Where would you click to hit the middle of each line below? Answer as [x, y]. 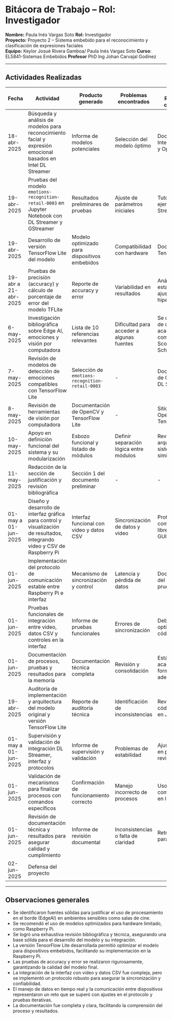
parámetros [129, 204]
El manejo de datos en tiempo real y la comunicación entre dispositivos [88, 989]
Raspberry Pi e [46, 593]
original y [39, 714]
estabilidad [128, 755]
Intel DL [37, 165]
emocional [40, 152]
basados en [42, 158]
